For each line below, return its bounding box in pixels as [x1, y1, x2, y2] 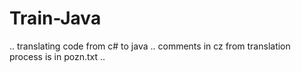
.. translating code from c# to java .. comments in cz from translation [9, 40, 291, 52]
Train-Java [9, 7, 102, 30]
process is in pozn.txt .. [9, 50, 106, 62]
